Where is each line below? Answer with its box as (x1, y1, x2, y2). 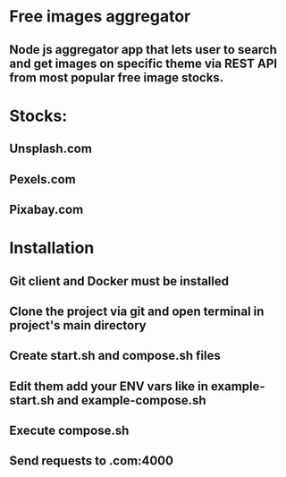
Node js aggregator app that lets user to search (9, 42, 277, 57)
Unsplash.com (9, 141, 92, 157)
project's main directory (9, 318, 147, 333)
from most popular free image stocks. (9, 70, 224, 85)
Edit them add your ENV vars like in (9, 379, 208, 394)
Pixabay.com (9, 201, 84, 217)
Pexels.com (9, 172, 76, 187)
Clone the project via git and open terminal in (9, 303, 265, 319)
